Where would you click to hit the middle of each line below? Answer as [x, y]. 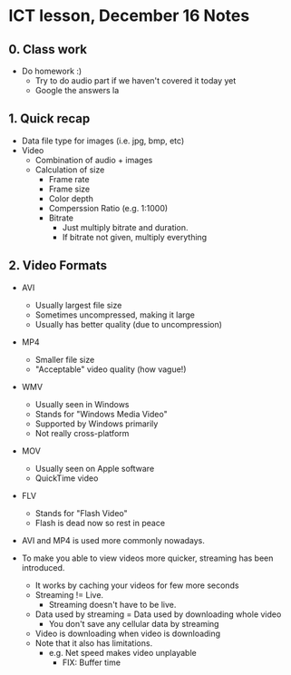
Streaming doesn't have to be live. [112, 604]
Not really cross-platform [82, 433]
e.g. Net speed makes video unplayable [122, 652]
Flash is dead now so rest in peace [100, 523]
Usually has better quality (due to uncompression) [129, 324]
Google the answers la [77, 90]
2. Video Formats [58, 265]
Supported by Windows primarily [97, 424]
